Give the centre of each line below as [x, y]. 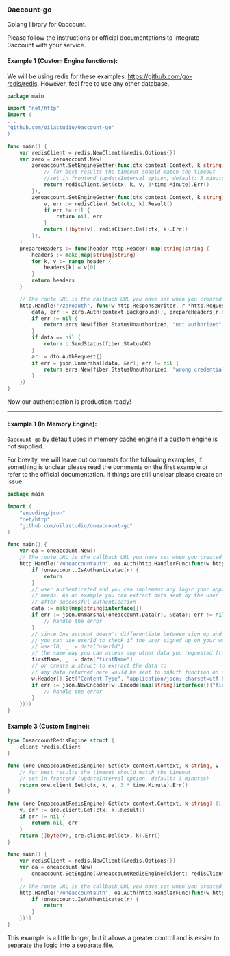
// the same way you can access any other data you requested [122, 653]
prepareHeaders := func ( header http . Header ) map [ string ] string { [115, 249]
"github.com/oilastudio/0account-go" [61, 128]
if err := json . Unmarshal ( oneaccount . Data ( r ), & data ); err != [122, 615]
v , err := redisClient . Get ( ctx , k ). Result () [108, 204]
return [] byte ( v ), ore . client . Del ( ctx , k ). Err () [90, 836]
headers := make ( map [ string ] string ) [84, 255]
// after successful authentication [84, 602]
